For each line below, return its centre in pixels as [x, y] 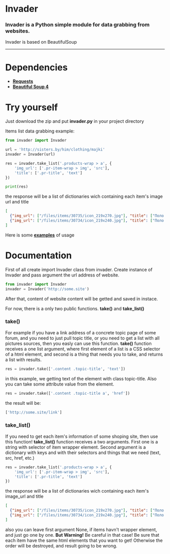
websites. [18, 31]
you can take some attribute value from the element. [60, 384]
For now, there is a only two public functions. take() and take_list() [75, 308]
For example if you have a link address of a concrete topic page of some [81, 332]
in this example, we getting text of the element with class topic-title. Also [81, 378]
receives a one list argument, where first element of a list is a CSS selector [83, 349]
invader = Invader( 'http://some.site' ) [47, 289]
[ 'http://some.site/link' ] [34, 412]
